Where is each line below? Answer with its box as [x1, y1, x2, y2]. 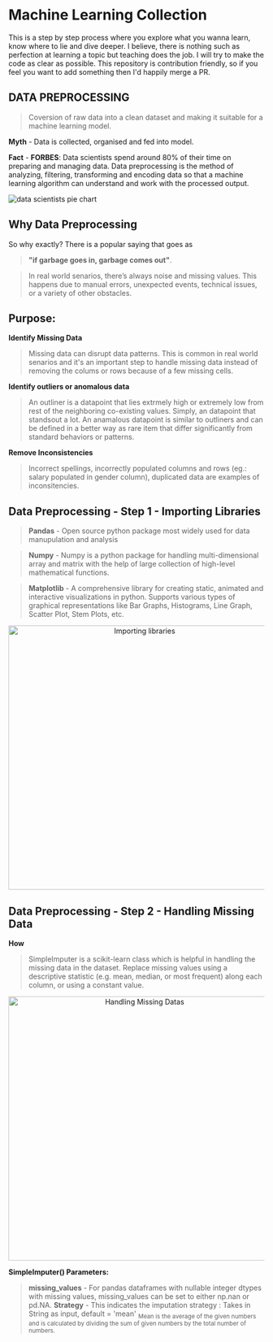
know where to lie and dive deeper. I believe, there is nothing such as [8, 41, 240, 50]
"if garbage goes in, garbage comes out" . [28, 254, 172, 265]
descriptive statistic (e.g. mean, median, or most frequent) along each [28, 971, 262, 981]
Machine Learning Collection [8, 6, 207, 24]
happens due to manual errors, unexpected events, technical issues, [28, 279, 258, 289]
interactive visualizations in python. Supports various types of [28, 592, 236, 602]
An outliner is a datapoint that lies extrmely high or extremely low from [28, 397, 264, 407]
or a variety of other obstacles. [28, 288, 132, 297]
